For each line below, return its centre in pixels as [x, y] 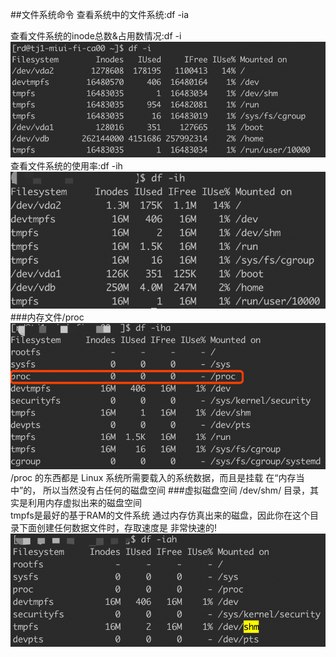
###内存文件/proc [47, 317]
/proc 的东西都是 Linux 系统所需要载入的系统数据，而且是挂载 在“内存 [153, 478]
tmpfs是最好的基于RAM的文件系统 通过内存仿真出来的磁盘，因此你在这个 [160, 515]
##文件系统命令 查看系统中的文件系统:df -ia [100, 14]
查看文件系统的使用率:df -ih [66, 166]
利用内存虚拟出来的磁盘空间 [84, 503]
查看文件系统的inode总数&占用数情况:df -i [96, 36]
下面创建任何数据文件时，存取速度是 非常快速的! [117, 528]
